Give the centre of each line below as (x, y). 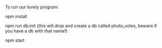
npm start (15, 40)
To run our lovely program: (32, 7)
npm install (16, 16)
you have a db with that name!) (36, 31)
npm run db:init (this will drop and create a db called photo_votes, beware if (81, 26)
